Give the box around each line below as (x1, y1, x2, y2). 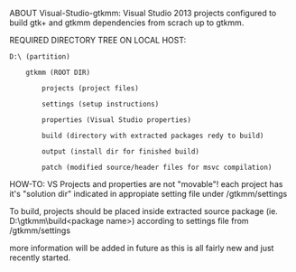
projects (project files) (42, 84, 140, 93)
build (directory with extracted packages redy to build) (42, 131, 264, 140)
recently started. (9, 252, 71, 263)
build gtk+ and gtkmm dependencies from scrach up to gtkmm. (9, 17, 245, 28)
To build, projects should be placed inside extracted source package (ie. (9, 206, 278, 216)
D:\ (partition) (9, 52, 70, 61)
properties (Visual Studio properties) (42, 116, 192, 125)
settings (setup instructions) (42, 99, 160, 108)
